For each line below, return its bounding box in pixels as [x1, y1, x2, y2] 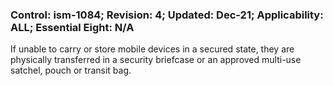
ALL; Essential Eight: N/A [10, 20, 135, 34]
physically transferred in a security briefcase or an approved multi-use [10, 54, 302, 66]
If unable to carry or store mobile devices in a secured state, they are [10, 43, 295, 55]
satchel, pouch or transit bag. [10, 64, 132, 77]
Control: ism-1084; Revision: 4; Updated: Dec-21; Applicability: [10, 8, 324, 22]
